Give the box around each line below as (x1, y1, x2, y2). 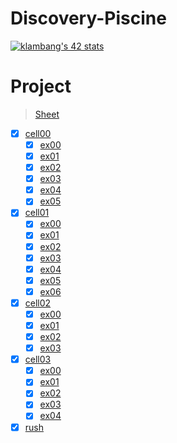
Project (10, 75, 72, 98)
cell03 (24, 353, 52, 366)
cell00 (24, 127, 52, 139)
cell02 (24, 297, 52, 309)
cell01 (24, 207, 50, 219)
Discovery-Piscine (10, 7, 167, 30)
